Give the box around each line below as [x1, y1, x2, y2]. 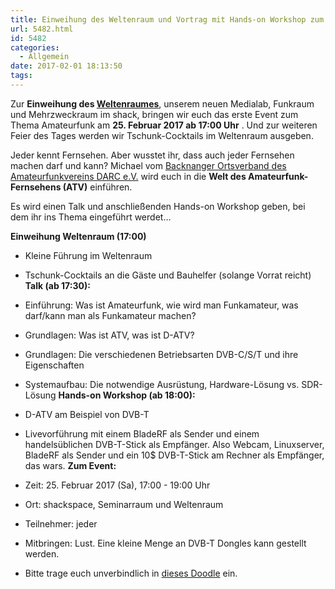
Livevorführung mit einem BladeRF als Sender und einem [24, 427, 260, 440]
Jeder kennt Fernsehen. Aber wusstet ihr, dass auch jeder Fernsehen [10, 149, 295, 161]
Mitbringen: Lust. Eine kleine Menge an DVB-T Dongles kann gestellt [24, 537, 307, 549]
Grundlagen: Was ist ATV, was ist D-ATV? [24, 329, 195, 341]
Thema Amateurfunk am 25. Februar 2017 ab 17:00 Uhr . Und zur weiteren [10, 119, 318, 131]
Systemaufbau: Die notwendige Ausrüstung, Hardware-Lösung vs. [24, 378, 300, 390]
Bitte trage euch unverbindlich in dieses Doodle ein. [24, 567, 238, 579]
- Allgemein [19, 52, 70, 62]
